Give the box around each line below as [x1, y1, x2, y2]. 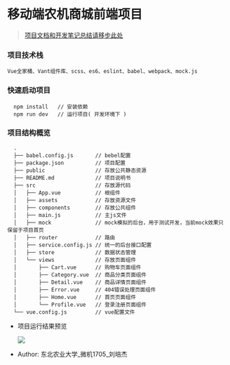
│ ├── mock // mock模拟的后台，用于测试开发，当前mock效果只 [13, 219, 224, 226]
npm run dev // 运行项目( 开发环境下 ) [13, 110, 127, 118]
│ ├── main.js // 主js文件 [13, 211, 127, 218]
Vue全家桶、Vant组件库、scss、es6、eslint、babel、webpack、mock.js [7, 68, 198, 75]
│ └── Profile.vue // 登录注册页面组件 [13, 301, 147, 308]
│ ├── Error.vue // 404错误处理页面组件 [13, 286, 156, 293]
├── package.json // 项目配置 [13, 159, 126, 166]
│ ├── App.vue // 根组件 [13, 189, 121, 197]
